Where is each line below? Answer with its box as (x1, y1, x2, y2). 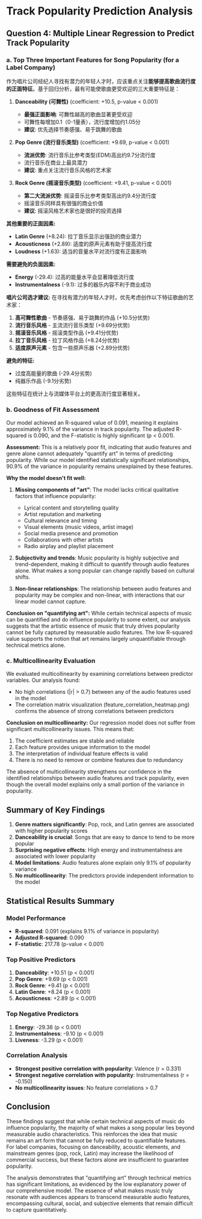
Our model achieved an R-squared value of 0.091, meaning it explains (6, 419, 179, 426)
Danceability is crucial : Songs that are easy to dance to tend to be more (14, 834, 195, 841)
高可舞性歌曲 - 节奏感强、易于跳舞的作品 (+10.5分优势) (14, 314, 150, 321)
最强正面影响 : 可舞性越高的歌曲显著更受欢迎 (23, 110, 133, 118)
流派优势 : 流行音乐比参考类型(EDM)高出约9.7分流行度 (23, 151, 156, 158)
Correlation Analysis (6, 1051, 68, 1059)
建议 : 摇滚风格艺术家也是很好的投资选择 (23, 207, 122, 214)
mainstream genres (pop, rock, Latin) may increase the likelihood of (6, 1149, 174, 1157)
